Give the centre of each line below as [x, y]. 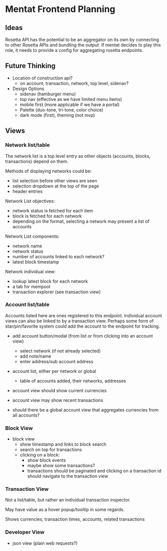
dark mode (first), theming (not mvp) [57, 115]
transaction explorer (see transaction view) [57, 292]
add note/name [35, 356]
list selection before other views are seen [55, 180]
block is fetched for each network [47, 216]
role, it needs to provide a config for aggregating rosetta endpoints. [74, 50]
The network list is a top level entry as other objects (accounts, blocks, [78, 156]
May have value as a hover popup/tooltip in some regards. [65, 510]
